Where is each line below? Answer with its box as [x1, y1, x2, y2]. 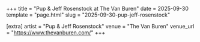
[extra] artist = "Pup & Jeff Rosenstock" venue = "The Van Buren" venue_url [6, 23, 195, 30]
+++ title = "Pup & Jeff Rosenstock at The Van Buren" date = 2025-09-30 [6, 5, 189, 12]
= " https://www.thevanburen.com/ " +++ [6, 29, 106, 36]
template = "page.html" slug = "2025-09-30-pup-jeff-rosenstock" [6, 11, 170, 18]
